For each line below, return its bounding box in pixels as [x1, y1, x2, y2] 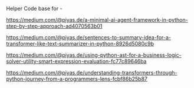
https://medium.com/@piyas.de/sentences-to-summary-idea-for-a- [6, 34, 171, 40]
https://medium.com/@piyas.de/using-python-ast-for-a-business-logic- [6, 52, 182, 58]
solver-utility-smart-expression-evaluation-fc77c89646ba [6, 58, 147, 65]
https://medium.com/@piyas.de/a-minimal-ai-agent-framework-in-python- [6, 16, 188, 23]
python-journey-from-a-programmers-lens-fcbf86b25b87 [6, 76, 148, 82]
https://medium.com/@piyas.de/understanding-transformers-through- [6, 69, 177, 76]
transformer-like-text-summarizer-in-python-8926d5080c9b [6, 40, 154, 47]
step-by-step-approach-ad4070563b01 [6, 23, 103, 29]
